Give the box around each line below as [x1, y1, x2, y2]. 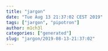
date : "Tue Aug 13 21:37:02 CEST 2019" [6, 14, 103, 20]
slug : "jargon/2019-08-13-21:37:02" [6, 36, 95, 42]
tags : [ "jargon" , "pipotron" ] [6, 19, 80, 25]
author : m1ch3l [6, 25, 43, 31]
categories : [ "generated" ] [6, 30, 72, 36]
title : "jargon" [6, 8, 46, 15]
